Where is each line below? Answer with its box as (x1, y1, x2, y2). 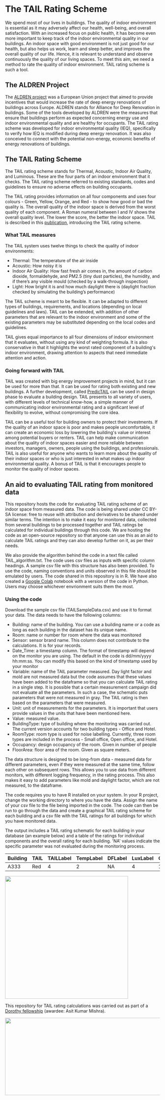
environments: (5, 248, 34, 254)
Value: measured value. (12, 715, 60, 721)
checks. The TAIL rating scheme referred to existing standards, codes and (5, 178, 155, 185)
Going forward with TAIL (5, 367, 64, 374)
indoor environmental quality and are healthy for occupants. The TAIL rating (5, 120, 159, 126)
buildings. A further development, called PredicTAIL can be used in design (5, 389, 155, 395)
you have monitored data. (5, 818, 57, 824)
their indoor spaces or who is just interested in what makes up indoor (5, 456, 145, 462)
